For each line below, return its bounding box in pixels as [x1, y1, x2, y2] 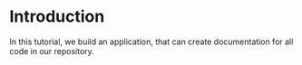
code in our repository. [9, 45, 95, 56]
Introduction [9, 6, 105, 27]
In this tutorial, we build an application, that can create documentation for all [9, 36, 294, 47]
